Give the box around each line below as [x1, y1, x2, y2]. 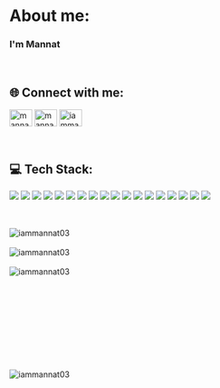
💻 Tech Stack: [9, 161, 93, 177]
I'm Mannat [9, 38, 61, 51]
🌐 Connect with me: [9, 85, 124, 100]
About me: [9, 5, 91, 26]
